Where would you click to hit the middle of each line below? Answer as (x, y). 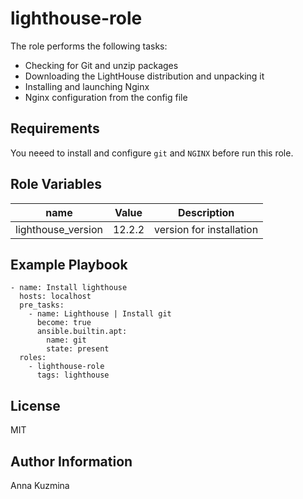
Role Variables (56, 184)
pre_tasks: (42, 305)
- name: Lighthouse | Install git (100, 314)
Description (206, 212)
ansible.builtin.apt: (82, 332)
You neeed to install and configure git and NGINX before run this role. (152, 153)
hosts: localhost (55, 297)
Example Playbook (69, 264)
